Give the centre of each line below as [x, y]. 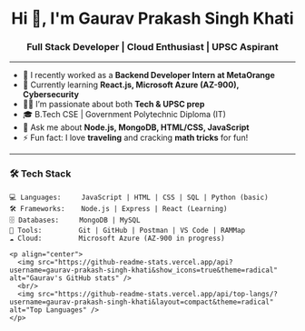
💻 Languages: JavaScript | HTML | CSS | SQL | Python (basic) [139, 197]
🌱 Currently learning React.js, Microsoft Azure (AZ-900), [131, 85]
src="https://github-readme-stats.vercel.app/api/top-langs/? [158, 294]
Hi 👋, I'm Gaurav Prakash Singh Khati [152, 19]
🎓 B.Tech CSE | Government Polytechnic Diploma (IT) [124, 115]
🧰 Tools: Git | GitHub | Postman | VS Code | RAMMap [128, 230]
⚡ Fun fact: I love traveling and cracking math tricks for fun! [135, 138]
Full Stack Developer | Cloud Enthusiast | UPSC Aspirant [152, 47]
